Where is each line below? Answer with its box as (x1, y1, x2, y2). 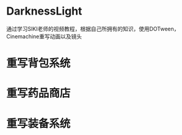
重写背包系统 (6, 57, 71, 71)
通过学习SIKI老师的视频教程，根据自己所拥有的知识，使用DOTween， (6, 25, 180, 32)
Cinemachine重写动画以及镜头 (6, 32, 82, 40)
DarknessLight (6, 4, 82, 18)
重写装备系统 (6, 117, 71, 130)
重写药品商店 (6, 86, 71, 100)
